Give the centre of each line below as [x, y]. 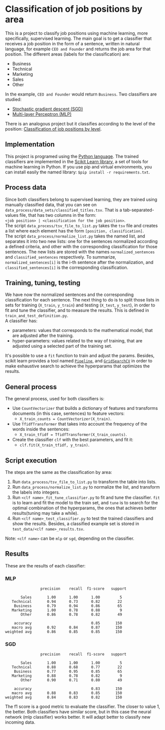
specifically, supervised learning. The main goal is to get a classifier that [78, 38]
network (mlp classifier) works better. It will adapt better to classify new [78, 717]
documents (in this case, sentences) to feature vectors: [68, 414]
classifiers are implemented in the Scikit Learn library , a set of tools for [77, 162]
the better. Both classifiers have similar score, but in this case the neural [78, 712]
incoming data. [20, 722]
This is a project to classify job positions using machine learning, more [77, 33]
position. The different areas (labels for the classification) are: [68, 54]
